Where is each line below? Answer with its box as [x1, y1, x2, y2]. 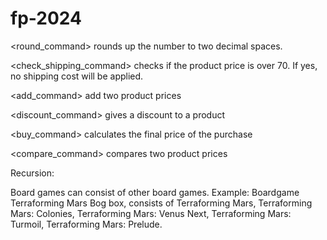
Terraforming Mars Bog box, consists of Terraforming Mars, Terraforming [10, 197, 313, 209]
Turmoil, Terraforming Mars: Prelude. [10, 218, 163, 230]
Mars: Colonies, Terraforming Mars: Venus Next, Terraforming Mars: [10, 207, 292, 219]
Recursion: [10, 167, 55, 179]
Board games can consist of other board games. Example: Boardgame [10, 186, 300, 198]
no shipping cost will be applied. [10, 70, 144, 82]
